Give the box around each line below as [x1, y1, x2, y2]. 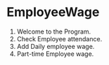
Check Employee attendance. [16, 34, 103, 43]
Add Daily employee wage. [16, 42, 95, 50]
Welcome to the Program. [16, 27, 91, 36]
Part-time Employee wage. [16, 50, 94, 58]
